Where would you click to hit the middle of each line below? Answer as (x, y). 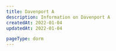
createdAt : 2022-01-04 (34, 23)
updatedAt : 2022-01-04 (34, 28)
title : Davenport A (30, 12)
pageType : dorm (25, 39)
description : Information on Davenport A (58, 17)
